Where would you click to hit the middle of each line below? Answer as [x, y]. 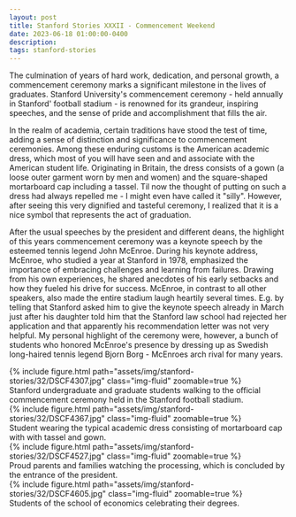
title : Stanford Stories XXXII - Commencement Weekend [112, 26]
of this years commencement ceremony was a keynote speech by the [136, 242]
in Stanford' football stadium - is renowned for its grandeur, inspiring [134, 104]
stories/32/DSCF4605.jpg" [58, 494]
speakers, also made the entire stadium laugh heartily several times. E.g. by [147, 298]
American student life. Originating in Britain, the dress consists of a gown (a [147, 168]
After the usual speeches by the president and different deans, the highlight [147, 232]
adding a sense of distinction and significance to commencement [128, 140]
